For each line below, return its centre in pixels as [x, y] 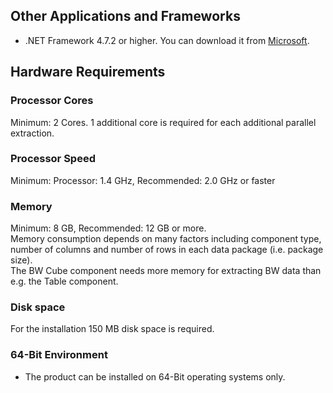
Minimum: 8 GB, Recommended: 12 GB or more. [108, 228]
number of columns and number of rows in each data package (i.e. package [167, 250]
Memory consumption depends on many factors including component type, [166, 239]
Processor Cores [52, 101]
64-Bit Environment [59, 355]
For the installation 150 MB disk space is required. [112, 329]
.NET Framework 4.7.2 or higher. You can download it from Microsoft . [167, 40]
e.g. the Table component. [64, 281]
